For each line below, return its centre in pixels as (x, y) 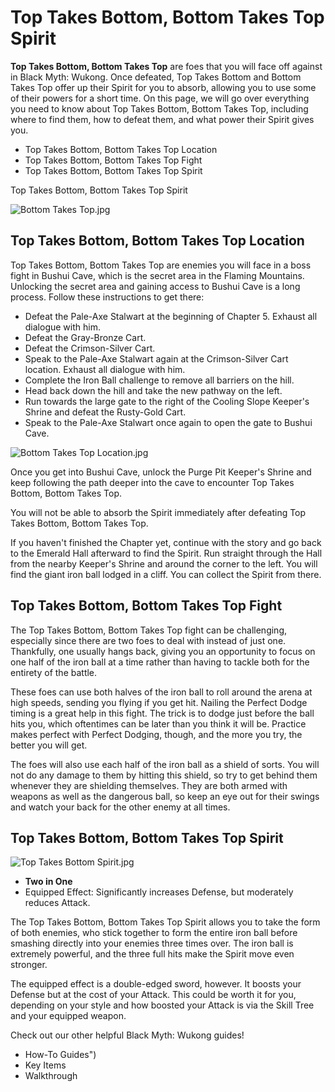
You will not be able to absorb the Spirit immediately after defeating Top (158, 512)
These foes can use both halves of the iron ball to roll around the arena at (161, 692)
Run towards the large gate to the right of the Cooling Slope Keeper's (167, 401)
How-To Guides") (60, 1055)
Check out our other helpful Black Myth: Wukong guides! (127, 1035)
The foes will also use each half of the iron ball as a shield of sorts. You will (165, 764)
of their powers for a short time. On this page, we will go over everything (160, 98)
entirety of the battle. (54, 672)
